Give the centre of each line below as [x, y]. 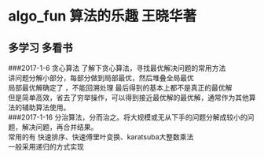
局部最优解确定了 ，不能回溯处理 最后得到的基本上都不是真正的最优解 [120, 88]
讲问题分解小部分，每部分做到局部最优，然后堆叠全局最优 [101, 78]
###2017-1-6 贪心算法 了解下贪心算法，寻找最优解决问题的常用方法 [117, 68]
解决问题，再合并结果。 [60, 127]
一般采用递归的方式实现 [46, 147]
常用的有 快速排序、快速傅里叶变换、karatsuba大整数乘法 [101, 137]
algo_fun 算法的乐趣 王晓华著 [103, 16]
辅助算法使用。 [46, 107]
